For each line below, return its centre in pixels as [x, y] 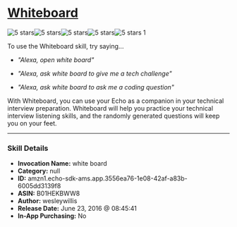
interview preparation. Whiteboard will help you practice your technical [110, 108]
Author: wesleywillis [47, 201]
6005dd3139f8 [39, 186]
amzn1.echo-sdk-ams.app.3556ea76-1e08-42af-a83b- [108, 178]
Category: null [39, 171]
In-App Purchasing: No [52, 216]
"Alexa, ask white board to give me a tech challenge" [95, 73]
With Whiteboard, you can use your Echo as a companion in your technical [116, 101]
